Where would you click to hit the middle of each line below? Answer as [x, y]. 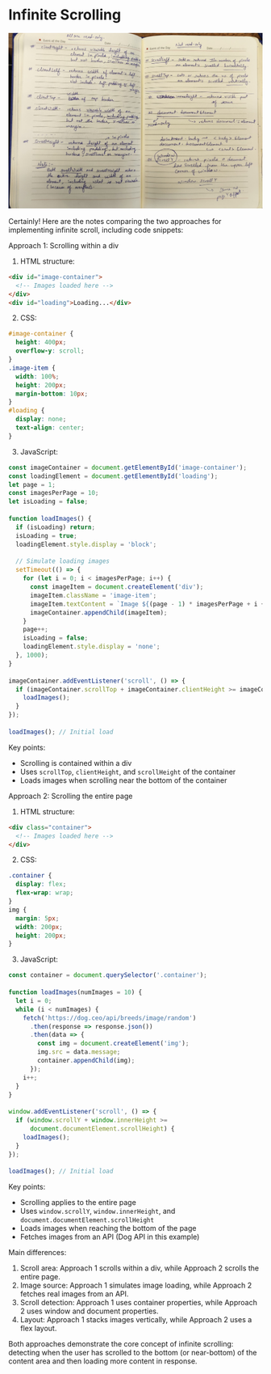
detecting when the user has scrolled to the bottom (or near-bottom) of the [133, 1353]
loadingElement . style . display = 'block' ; [86, 544]
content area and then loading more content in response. [103, 1361]
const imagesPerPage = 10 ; [54, 493]
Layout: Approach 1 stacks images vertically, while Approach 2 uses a [136, 1320]
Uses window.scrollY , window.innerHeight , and [98, 1211]
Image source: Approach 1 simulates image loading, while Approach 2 [136, 1285]
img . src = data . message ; [79, 1052]
